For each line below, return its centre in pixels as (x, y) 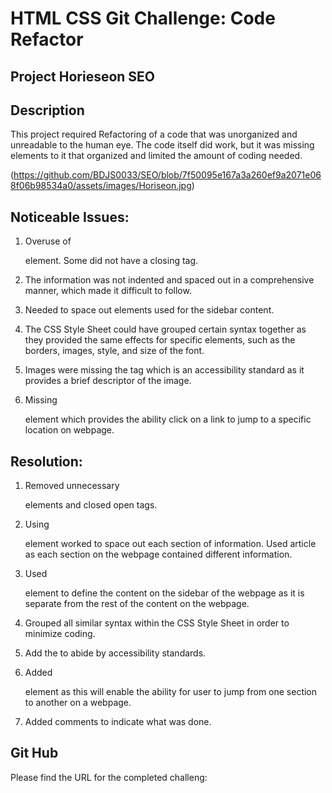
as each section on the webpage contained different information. (158, 554)
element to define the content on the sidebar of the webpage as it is (164, 593)
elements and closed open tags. (91, 505)
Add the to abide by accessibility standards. (115, 653)
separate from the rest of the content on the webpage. (137, 604)
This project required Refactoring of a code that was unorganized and (154, 134)
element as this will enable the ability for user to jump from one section (171, 692)
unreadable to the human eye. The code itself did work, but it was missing (162, 145)
